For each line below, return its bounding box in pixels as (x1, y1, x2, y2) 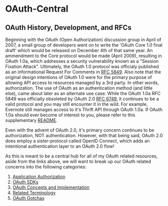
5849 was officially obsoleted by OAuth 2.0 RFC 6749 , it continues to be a (5, 96, 159, 102)
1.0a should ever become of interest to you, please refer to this (5, 112, 135, 118)
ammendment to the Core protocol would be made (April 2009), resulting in (5, 53, 162, 59)
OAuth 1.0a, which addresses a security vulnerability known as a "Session (5, 58, 159, 64)
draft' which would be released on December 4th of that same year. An (5, 48, 153, 53)
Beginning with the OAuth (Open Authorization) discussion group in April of (5, 36, 161, 43)
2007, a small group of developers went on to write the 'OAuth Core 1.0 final (5, 42, 163, 48)
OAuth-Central (5, 3, 69, 15)
